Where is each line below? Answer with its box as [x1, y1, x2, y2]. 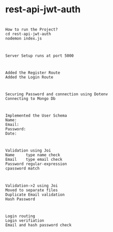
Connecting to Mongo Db [5, 96, 56, 101]
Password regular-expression [5, 161, 67, 167]
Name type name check [5, 153, 60, 158]
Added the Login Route [5, 74, 53, 80]
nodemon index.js [5, 36, 42, 41]
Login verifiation [5, 218, 44, 223]
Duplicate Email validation [5, 192, 65, 197]
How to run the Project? [5, 27, 58, 32]
